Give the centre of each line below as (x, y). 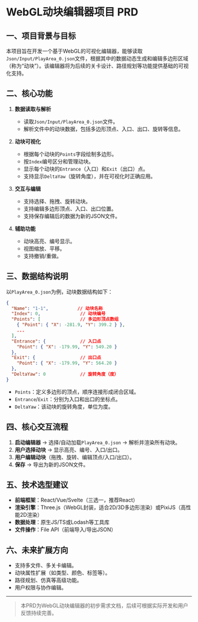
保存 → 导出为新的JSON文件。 (52, 464)
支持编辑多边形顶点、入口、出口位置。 (70, 209)
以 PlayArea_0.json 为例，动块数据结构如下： (60, 292)
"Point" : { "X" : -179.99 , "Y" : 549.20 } (67, 347)
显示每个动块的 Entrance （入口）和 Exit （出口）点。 (86, 168)
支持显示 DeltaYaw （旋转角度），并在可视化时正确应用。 (90, 176)
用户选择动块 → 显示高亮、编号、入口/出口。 (69, 450)
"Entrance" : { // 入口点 (56, 341)
